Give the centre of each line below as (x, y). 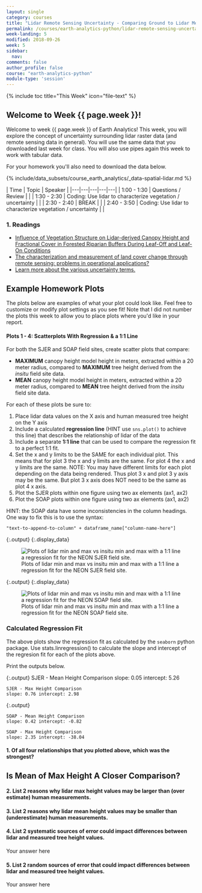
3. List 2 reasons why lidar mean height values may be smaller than (92, 811)
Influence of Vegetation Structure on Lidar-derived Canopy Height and (102, 238)
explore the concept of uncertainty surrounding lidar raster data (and (92, 135)
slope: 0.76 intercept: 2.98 (43, 694)
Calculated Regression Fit (44, 628)
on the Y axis (31, 423)
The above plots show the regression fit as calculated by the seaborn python (101, 642)
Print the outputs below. (36, 666)
